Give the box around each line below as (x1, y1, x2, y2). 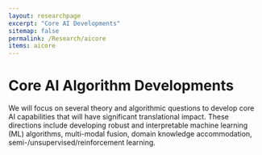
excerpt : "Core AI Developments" (8, 19, 121, 27)
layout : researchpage (8, 11, 81, 20)
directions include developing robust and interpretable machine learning (8, 120, 248, 130)
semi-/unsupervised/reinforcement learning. (8, 138, 156, 148)
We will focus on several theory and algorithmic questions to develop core (8, 103, 255, 113)
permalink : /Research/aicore (8, 34, 106, 43)
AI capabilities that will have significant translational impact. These (8, 112, 230, 122)
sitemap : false (8, 27, 60, 35)
